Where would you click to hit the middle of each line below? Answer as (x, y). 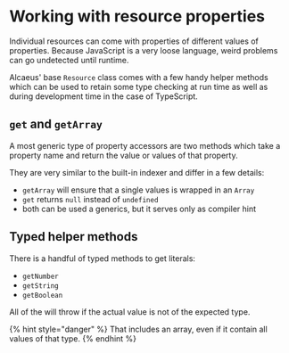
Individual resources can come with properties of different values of (134, 41)
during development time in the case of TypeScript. (103, 96)
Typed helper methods (74, 237)
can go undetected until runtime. (69, 60)
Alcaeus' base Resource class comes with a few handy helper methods (139, 77)
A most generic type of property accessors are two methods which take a (145, 145)
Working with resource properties (137, 16)
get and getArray (56, 124)
